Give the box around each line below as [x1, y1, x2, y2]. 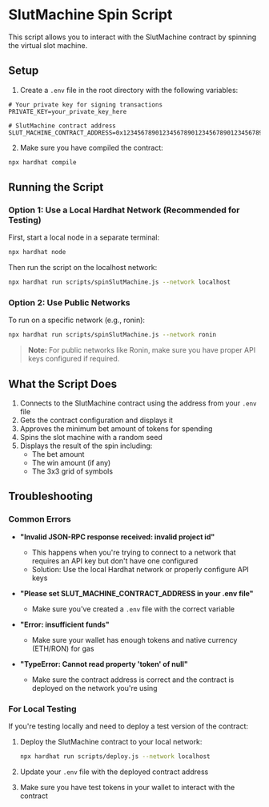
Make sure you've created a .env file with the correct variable [31, 603, 235, 614]
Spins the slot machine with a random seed [19, 433, 163, 442]
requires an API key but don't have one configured [31, 555, 199, 566]
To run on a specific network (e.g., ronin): [8, 315, 146, 325]
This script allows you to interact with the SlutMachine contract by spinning [8, 32, 257, 42]
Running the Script [8, 180, 104, 194]
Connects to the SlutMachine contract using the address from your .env [19, 398, 257, 408]
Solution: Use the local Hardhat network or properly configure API [31, 564, 250, 574]
